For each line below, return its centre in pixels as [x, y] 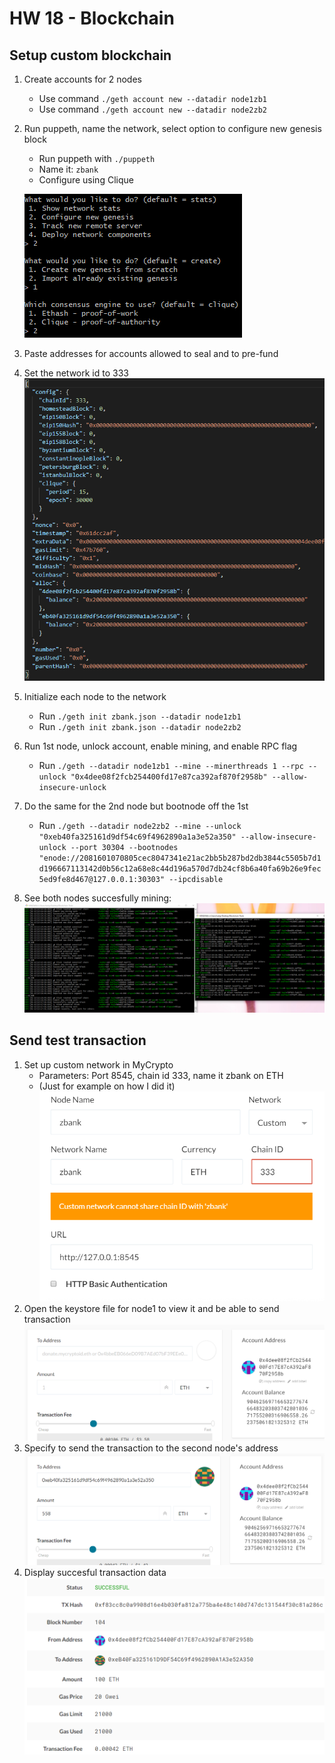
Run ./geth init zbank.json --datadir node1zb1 [140, 716]
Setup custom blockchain [90, 55]
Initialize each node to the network [95, 696]
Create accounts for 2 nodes [82, 79]
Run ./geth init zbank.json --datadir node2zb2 [140, 726]
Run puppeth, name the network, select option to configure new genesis [172, 128]
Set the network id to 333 [76, 373]
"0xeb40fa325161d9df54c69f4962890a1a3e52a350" [137, 837]
